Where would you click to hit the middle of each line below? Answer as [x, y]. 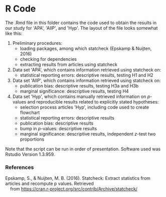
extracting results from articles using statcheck [69, 64]
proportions [32, 139]
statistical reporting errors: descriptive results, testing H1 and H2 [87, 75]
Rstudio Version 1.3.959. [30, 154]
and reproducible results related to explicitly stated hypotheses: [93, 102]
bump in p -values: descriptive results [58, 128]
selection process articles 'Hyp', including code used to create [85, 107]
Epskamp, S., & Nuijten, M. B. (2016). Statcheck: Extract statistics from [78, 178]
